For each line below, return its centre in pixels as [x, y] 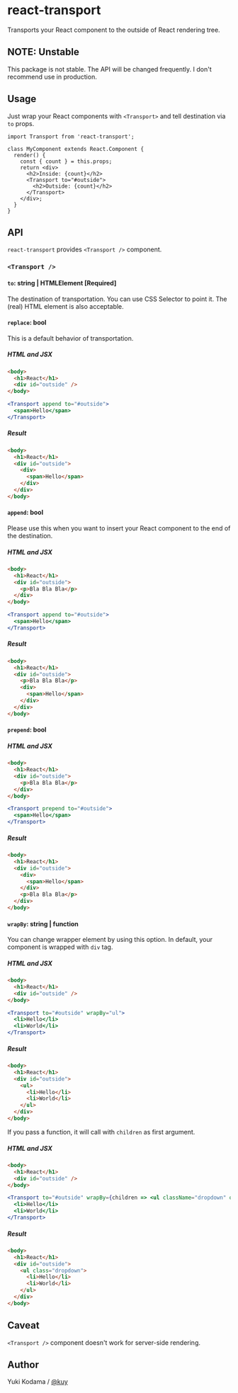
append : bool [25, 513]
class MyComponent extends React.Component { [75, 149]
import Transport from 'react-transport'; [71, 137]
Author [23, 1364]
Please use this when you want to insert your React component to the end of [119, 528]
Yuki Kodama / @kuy [38, 1382]
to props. [21, 123]
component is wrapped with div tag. [60, 947]
